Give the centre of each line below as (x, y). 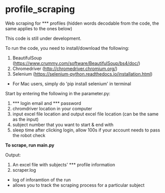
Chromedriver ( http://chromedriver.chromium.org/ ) (65, 69)
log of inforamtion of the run (42, 179)
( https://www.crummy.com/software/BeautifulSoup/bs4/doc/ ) (76, 63)
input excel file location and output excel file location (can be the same (86, 114)
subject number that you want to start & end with (63, 124)
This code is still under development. (43, 38)
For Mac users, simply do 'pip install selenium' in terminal (72, 84)
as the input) (26, 119)
